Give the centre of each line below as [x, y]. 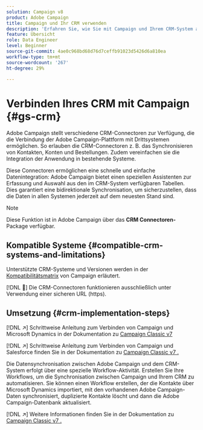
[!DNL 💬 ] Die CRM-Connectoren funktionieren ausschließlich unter [89, 288]
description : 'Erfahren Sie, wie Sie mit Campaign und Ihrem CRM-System [100, 29]
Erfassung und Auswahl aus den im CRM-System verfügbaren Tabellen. [96, 184]
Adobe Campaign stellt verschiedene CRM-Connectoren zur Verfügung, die [101, 133]
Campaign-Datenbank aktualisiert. [49, 402]
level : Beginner [27, 46]
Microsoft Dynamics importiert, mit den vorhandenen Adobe [81, 389]
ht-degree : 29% [25, 68]
